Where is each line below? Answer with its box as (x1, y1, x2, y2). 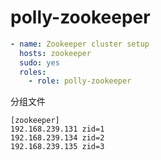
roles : (19, 67, 47, 77)
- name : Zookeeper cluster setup (10, 39, 150, 49)
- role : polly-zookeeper (28, 76, 132, 86)
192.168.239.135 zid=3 (10, 142, 105, 152)
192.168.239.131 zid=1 (10, 124, 105, 135)
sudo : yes (19, 57, 60, 68)
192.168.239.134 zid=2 (10, 133, 105, 143)
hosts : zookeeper (19, 48, 92, 58)
